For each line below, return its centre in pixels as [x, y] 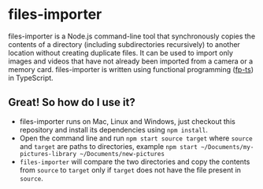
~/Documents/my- [227, 147]
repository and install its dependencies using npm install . [114, 129]
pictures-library [48, 154]
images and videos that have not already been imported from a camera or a [131, 61]
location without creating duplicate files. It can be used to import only [121, 53]
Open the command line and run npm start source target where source [136, 138]
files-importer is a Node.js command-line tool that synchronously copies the [132, 36]
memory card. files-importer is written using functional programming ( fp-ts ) [131, 69]
